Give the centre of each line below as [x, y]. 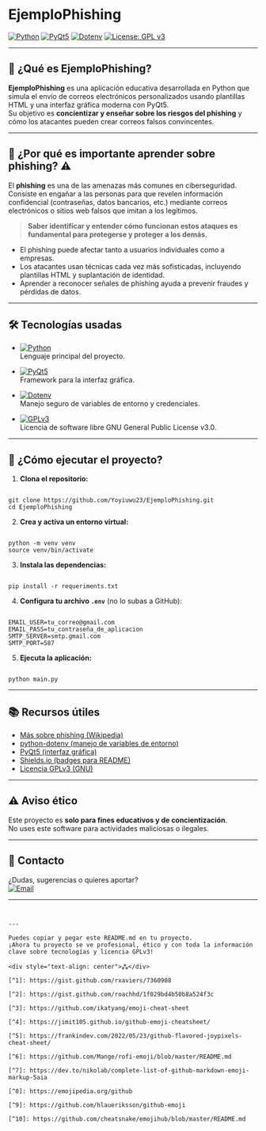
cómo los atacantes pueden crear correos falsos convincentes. [111, 121]
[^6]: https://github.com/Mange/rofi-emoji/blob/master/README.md [120, 1057]
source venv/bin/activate [51, 550]
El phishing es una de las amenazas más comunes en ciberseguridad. [123, 185]
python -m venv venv [42, 544]
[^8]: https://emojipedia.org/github [70, 1091]
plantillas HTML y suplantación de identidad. [92, 275]
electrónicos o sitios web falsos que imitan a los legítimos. [103, 211]
